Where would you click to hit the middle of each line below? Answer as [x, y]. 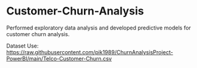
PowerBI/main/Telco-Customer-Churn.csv [59, 58]
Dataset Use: [22, 46]
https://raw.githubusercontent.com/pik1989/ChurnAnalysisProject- [90, 52]
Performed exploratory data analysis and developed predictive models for [99, 28]
